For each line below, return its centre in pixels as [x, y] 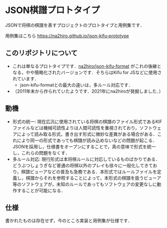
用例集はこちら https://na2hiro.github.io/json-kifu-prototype [67, 36]
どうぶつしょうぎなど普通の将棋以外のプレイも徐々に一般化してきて [82, 165]
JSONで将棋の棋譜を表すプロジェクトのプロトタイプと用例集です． [75, 25]
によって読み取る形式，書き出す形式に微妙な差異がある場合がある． [87, 134]
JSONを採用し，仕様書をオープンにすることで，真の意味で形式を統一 [84, 146]
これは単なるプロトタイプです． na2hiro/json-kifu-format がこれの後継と [87, 66]
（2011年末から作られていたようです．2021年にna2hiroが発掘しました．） [88, 91]
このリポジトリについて [41, 53]
